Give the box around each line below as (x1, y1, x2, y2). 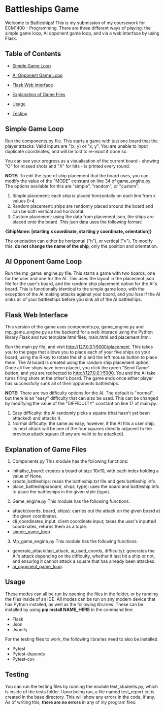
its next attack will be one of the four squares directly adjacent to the (12, 426, 152, 432)
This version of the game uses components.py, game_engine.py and (5, 324, 144, 330)
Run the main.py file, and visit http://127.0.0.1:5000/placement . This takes (5, 344, 153, 350)
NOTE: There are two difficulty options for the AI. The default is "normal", (5, 390, 154, 396)
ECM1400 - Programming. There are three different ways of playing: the (5, 25, 151, 31)
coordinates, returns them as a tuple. (12, 523, 88, 529)
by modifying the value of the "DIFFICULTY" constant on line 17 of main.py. (5, 400, 158, 407)
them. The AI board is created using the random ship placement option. (5, 359, 150, 365)
